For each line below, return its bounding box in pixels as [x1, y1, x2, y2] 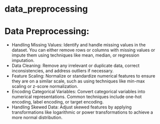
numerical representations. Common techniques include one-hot [11, 94, 142, 100]
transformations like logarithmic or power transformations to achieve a [11, 109, 153, 115]
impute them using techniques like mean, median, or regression [11, 52, 140, 58]
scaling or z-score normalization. [11, 83, 79, 89]
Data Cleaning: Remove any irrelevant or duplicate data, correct [11, 62, 140, 69]
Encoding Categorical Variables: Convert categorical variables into [11, 89, 145, 95]
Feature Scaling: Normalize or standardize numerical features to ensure [11, 73, 156, 79]
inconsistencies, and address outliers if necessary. [11, 68, 114, 74]
